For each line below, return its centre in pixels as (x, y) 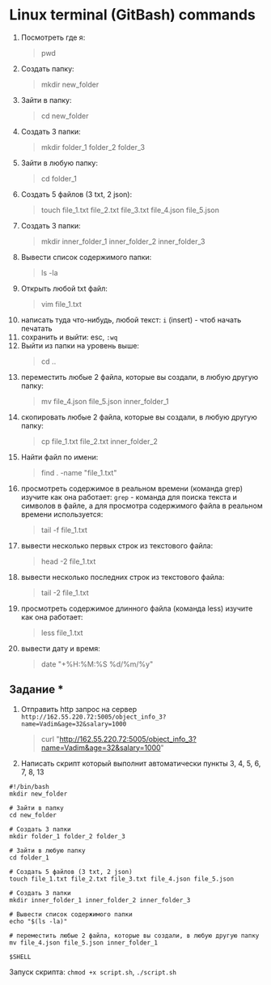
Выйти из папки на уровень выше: (80, 345)
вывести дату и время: (60, 648)
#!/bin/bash (29, 787)
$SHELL (20, 957)
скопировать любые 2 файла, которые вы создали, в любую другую (139, 417)
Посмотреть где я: (53, 37)
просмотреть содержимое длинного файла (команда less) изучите (137, 608)
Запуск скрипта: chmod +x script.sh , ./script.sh (93, 972)
